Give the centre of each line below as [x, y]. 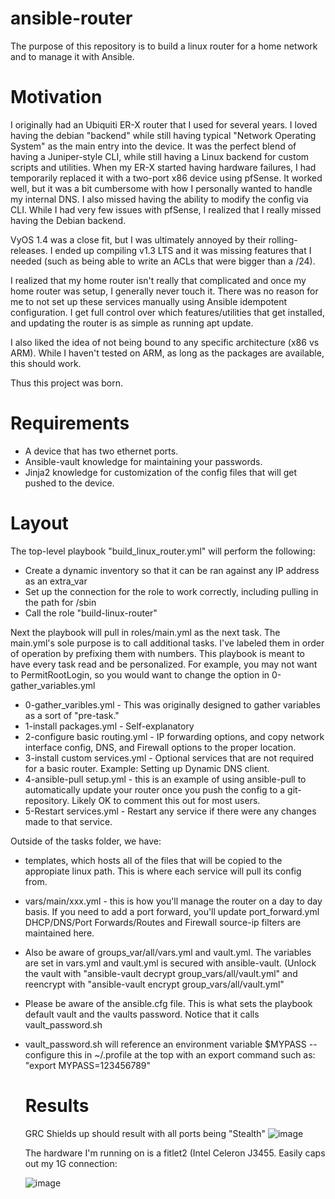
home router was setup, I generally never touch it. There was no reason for [164, 291]
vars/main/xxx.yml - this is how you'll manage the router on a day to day [173, 901]
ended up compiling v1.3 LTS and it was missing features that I [183, 250]
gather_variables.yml [53, 685]
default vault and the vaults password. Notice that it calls [142, 1014]
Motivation [56, 97]
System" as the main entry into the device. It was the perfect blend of [153, 146]
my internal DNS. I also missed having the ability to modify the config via [159, 199]
